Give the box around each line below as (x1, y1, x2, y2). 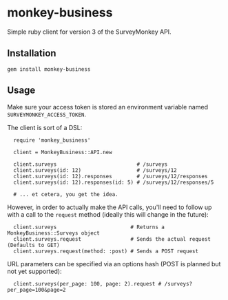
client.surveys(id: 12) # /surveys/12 (13, 167, 177, 173)
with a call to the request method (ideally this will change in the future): (7, 210, 209, 218)
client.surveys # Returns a (13, 224, 165, 231)
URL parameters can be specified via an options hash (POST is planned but (7, 259, 221, 268)
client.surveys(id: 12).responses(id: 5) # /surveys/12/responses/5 (13, 179, 214, 186)
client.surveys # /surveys (13, 160, 168, 168)
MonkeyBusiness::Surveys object (7, 229, 100, 237)
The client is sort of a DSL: (7, 123, 83, 131)
